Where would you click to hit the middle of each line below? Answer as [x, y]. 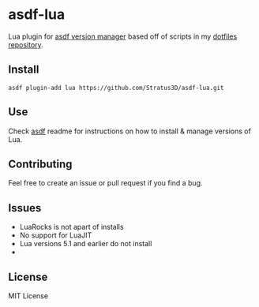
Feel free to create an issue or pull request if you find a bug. [105, 183]
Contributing [40, 164]
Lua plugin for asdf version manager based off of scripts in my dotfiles [123, 36]
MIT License [28, 296]
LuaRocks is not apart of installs [71, 227]
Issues [25, 208]
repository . [26, 44]
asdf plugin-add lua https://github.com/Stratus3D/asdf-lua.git [116, 88]
